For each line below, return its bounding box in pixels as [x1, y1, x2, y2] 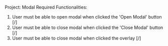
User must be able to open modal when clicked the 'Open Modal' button [12, 14, 162, 19]
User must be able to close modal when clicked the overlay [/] [12, 35, 141, 41]
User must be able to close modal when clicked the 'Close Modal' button [12, 24, 163, 30]
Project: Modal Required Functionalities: [5, 4, 88, 10]
